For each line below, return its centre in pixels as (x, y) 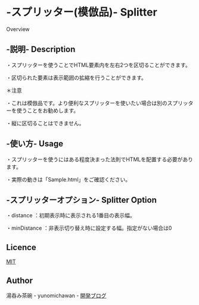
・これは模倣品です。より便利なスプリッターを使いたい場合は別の (87, 103)
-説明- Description (41, 49)
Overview (18, 29)
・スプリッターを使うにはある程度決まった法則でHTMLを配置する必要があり (100, 159)
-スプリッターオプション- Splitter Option (81, 200)
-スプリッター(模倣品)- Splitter (82, 12)
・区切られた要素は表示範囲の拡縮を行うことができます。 (77, 78)
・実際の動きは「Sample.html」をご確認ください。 (69, 179)
